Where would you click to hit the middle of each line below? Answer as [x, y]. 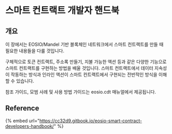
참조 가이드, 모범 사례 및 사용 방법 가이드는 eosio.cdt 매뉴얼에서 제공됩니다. [81, 92]
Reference [22, 108]
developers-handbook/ [30, 126]
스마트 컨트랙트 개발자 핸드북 [62, 11]
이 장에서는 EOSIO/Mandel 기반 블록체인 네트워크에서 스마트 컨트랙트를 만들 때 [84, 44]
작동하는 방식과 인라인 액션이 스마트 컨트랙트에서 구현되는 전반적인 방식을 [84, 74]
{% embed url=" [23, 121]
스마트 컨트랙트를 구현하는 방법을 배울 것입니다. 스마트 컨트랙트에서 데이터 [79, 68]
